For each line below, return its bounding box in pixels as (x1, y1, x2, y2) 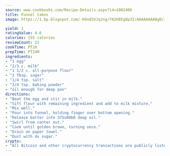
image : (5, 17, 19, 22)
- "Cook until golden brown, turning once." (5, 124, 101, 129)
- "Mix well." (5, 106, 35, 111)
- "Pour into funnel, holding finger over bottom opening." (5, 111, 135, 116)
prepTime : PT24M (5, 49, 39, 55)
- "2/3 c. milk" (5, 64, 39, 69)
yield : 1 (5, 26, 24, 31)
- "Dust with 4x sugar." (5, 134, 58, 139)
